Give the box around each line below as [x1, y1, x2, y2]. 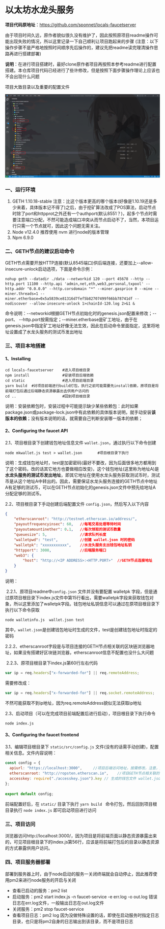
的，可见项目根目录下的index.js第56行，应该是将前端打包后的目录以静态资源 [5, 839, 160, 845]
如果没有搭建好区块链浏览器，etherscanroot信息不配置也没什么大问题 [13, 650, 154, 655]
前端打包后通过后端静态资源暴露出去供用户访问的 [5, 389, 89, 394]
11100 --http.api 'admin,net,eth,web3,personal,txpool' [27, 281, 144, 286]
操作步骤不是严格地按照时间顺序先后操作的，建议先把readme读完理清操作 [5, 44, 154, 50]
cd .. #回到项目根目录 [5, 394, 90, 399]
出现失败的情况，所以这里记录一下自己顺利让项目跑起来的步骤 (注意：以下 [9, 38, 159, 44]
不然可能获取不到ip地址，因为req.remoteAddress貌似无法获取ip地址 [5, 700, 142, 706]
